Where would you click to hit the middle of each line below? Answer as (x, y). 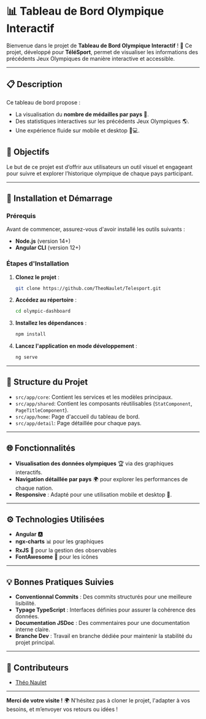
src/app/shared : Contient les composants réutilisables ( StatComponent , (104, 403)
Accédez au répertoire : (46, 300)
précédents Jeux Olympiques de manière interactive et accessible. (91, 58)
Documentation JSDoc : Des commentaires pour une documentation (102, 623)
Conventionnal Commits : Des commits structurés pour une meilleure (103, 597)
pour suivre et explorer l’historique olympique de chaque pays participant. (100, 173)
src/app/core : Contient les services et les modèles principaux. (94, 397)
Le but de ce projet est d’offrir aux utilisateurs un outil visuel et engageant (100, 167)
